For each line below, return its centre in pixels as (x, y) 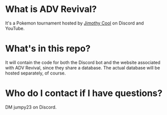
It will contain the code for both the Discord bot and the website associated (83, 62)
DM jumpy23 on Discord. (31, 107)
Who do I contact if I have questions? (84, 93)
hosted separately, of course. (36, 73)
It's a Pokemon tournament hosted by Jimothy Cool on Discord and (74, 23)
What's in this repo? (48, 49)
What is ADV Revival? (51, 9)
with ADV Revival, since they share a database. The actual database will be (83, 67)
